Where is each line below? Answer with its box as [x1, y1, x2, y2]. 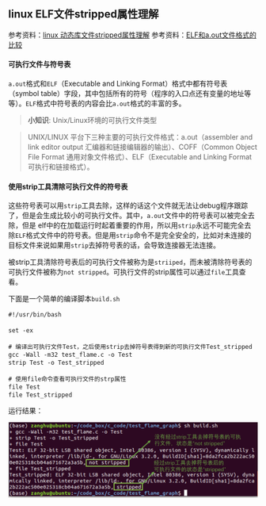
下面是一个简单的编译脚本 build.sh [8, 294, 120, 304]
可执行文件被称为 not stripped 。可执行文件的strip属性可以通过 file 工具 [8, 267, 239, 277]
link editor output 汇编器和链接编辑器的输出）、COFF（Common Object [27, 142, 257, 152]
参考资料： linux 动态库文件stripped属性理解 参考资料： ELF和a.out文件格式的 [8, 30, 257, 40]
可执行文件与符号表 [8, 59, 71, 69]
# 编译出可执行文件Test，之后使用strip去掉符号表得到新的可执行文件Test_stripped [8, 343, 253, 351]
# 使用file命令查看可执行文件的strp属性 [8, 375, 127, 383]
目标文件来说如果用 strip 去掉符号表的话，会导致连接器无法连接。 [8, 240, 220, 250]
